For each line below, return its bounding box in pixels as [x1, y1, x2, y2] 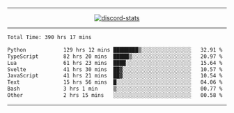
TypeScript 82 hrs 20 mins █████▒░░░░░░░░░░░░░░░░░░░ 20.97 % [7, 53, 223, 60]
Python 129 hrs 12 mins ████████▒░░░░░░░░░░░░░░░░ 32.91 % [7, 46, 223, 53]
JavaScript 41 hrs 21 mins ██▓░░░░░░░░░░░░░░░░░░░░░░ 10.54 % [7, 73, 223, 80]
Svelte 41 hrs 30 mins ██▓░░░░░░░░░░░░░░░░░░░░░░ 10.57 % [7, 66, 223, 73]
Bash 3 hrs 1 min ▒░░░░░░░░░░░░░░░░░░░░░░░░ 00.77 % [7, 85, 223, 93]
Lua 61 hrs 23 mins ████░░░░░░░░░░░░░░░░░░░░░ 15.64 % [7, 59, 223, 66]
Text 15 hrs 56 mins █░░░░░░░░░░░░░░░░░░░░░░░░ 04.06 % [7, 79, 223, 86]
